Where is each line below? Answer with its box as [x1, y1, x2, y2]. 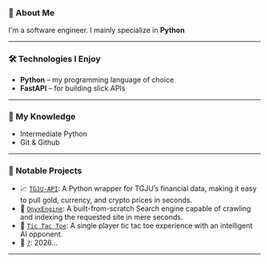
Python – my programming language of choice [19, 75, 175, 84]
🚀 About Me [8, 7, 55, 18]
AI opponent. [19, 229, 63, 239]
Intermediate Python [19, 128, 88, 139]
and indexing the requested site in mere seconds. [19, 212, 183, 222]
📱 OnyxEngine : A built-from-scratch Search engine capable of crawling [19, 204, 251, 213]
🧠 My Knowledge [8, 111, 76, 122]
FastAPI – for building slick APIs [19, 83, 126, 93]
